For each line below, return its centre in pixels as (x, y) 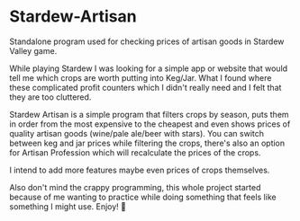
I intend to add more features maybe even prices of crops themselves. (140, 170)
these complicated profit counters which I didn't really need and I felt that (145, 87)
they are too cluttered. (50, 97)
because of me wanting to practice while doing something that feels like (143, 197)
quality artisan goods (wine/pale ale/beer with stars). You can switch (136, 133)
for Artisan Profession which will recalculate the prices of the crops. (135, 152)
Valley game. (33, 50)
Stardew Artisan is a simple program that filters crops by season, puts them (150, 114)
